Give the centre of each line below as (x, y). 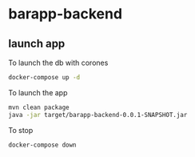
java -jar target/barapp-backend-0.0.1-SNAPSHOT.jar (98, 115)
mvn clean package (39, 107)
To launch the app (38, 92)
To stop (21, 130)
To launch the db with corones (58, 62)
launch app (37, 44)
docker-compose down (43, 145)
